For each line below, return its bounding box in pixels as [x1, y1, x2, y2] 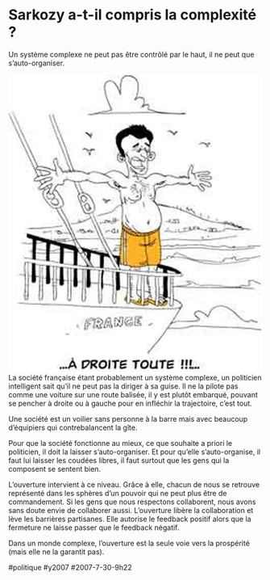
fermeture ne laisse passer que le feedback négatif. [8, 523, 180, 532]
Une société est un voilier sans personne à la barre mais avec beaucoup [8, 414, 248, 424]
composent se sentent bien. [8, 464, 102, 474]
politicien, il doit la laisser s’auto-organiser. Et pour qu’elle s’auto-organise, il [8, 447, 260, 457]
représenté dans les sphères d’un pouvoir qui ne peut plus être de [8, 489, 227, 498]
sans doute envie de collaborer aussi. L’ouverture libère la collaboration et [8, 506, 254, 515]
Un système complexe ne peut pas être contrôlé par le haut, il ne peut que [8, 49, 255, 59]
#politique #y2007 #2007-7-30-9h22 [8, 563, 133, 573]
